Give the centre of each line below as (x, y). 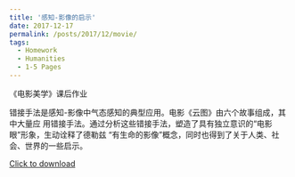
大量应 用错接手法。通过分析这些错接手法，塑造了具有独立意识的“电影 (145, 123)
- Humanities (41, 59)
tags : (19, 42)
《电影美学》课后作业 (48, 93)
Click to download (42, 163)
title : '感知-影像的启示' (53, 17)
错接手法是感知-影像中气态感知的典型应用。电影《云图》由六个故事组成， (144, 112)
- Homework (37, 51)
